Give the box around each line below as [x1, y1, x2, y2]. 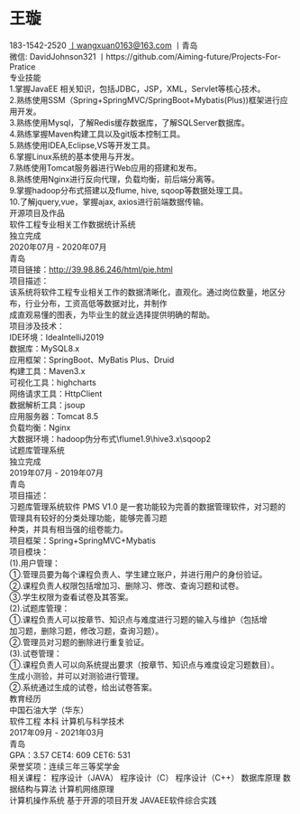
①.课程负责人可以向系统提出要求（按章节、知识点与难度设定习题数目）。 [9, 659, 279, 669]
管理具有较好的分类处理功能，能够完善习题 [9, 512, 168, 523]
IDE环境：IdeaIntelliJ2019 [9, 332, 105, 342]
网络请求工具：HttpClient [9, 388, 103, 398]
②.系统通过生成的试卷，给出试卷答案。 [9, 681, 158, 692]
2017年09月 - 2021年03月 [9, 726, 105, 737]
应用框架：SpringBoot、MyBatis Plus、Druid [9, 354, 175, 365]
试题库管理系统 [9, 444, 65, 455]
